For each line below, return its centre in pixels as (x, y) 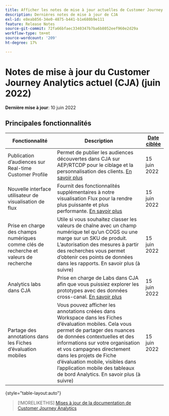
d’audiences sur (27, 162)
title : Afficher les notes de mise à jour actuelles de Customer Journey (84, 10)
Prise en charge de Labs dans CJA (98, 278)
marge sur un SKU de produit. (92, 238)
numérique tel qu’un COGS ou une (97, 231)
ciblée (153, 144)
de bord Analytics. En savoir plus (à (99, 374)
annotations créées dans (86, 311)
